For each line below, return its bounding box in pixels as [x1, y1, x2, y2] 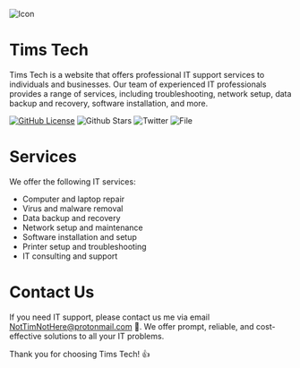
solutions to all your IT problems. [43, 330, 165, 341]
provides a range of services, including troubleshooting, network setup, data [9, 88, 292, 98]
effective [9, 330, 42, 341]
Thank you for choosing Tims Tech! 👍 [9, 348, 150, 359]
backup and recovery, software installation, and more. [9, 98, 209, 108]
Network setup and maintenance [21, 222, 143, 233]
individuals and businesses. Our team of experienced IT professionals [9, 79, 267, 90]
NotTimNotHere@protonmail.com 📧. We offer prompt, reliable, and [9, 321, 254, 331]
